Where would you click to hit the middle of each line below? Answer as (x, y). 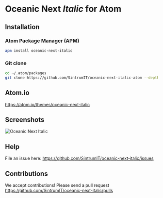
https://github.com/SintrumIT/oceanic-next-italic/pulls (59, 191)
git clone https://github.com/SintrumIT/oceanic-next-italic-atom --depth (82, 78)
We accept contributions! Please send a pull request (57, 185)
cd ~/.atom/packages (26, 73)
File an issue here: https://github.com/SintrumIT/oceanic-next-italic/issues (79, 158)
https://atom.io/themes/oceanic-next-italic (48, 104)
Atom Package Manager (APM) (42, 41)
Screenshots (25, 120)
